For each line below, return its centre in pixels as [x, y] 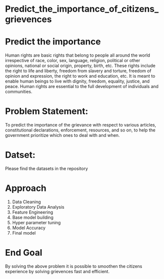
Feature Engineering [33, 212]
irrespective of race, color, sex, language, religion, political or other [73, 61]
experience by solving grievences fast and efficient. [57, 271]
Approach [26, 188]
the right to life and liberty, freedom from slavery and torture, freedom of [78, 71]
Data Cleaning [26, 202]
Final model [24, 233]
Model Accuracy [29, 228]
